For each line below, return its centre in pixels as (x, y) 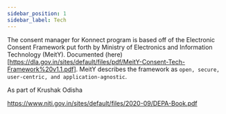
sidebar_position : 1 (37, 13)
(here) (114, 54)
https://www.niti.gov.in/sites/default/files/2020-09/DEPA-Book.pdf (102, 103)
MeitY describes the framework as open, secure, (149, 69)
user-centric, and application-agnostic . (67, 76)
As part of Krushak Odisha (45, 90)
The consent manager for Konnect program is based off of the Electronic (111, 39)
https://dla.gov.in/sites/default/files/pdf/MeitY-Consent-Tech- (97, 61)
